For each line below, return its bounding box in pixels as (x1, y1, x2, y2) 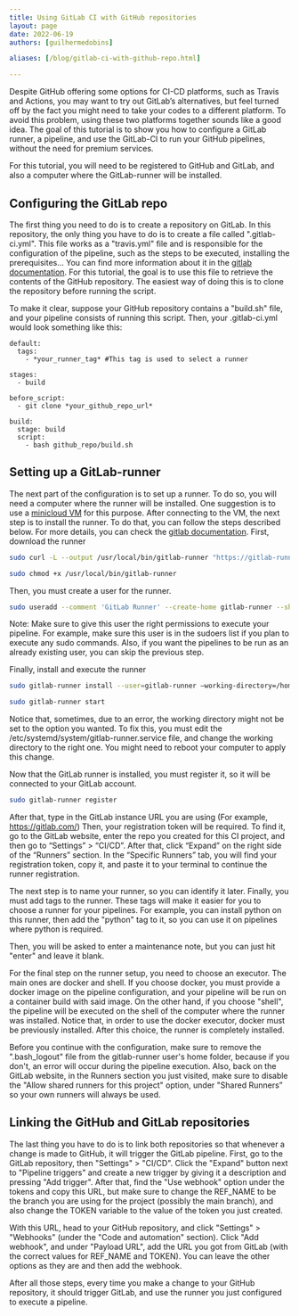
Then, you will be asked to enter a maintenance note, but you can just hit (9, 942, 276, 951)
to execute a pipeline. (9, 1296, 88, 1307)
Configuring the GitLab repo (9, 195, 168, 210)
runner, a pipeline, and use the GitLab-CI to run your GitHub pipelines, (9, 134, 265, 144)
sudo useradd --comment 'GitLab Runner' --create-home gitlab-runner (9, 603, 273, 612)
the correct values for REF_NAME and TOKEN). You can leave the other (9, 1250, 271, 1262)
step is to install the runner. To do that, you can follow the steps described (9, 516, 281, 527)
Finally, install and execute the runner (9, 664, 147, 675)
